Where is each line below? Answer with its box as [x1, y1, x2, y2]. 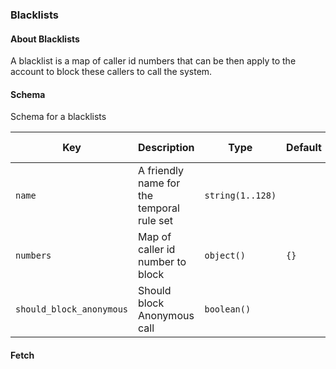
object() [204, 250, 246, 262]
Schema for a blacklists [10, 111, 107, 123]
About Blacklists [10, 33, 80, 45]
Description [138, 141, 195, 155]
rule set [138, 214, 174, 228]
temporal [138, 201, 180, 215]
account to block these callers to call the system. [10, 66, 213, 78]
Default [286, 141, 322, 155]
